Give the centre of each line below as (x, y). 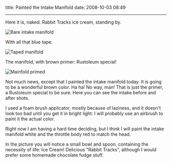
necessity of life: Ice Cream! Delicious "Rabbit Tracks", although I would (81, 150)
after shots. (17, 98)
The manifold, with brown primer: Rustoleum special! (61, 62)
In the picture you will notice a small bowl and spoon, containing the (77, 144)
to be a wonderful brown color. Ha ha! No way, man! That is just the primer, (84, 87)
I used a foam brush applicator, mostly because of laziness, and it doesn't (83, 108)
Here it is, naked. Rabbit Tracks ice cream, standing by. (63, 22)
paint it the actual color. (30, 119)
